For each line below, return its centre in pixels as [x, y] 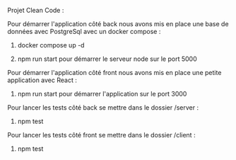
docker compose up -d [51, 45]
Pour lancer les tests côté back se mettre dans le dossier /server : [103, 108]
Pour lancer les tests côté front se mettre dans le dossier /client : [101, 135]
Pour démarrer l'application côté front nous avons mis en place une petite [114, 73]
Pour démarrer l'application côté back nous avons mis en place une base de [118, 24]
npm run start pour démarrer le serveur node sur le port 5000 [107, 59]
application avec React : [42, 80]
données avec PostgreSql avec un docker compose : [84, 32]
